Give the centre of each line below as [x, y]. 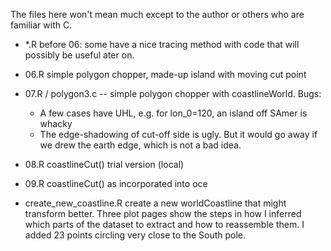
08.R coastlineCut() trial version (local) [104, 164]
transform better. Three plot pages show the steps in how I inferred [163, 213]
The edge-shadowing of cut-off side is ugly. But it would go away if [178, 134]
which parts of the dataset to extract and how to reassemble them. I [164, 224]
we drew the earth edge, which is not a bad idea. [140, 145]
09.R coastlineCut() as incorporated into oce [116, 183]
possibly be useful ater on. [79, 55]
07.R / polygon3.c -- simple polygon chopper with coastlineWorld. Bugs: [173, 93]
